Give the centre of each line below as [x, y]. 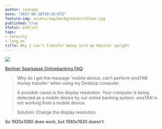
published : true [21, 23]
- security [16, 37]
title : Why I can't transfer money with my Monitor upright [67, 46]
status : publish [21, 28]
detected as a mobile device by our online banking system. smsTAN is [87, 97]
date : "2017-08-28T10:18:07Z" [36, 14]
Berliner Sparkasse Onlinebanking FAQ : [45, 68]
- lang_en [15, 41]
